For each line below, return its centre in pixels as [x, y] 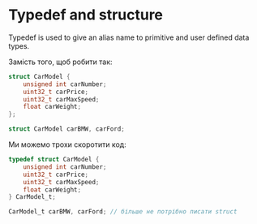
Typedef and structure [86, 15]
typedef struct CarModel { [54, 160]
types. [19, 45]
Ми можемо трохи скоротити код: [68, 144]
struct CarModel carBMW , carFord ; [67, 129]
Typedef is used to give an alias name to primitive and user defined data [129, 37]
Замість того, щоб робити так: [60, 62]
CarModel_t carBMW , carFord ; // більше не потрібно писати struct [123, 212]
